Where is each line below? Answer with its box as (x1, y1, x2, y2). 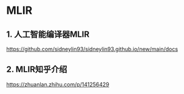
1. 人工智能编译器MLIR (6, 29, 90, 39)
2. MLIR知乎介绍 (6, 64, 67, 75)
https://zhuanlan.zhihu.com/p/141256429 (6, 81, 109, 88)
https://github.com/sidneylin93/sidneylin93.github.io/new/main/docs (6, 46, 178, 52)
